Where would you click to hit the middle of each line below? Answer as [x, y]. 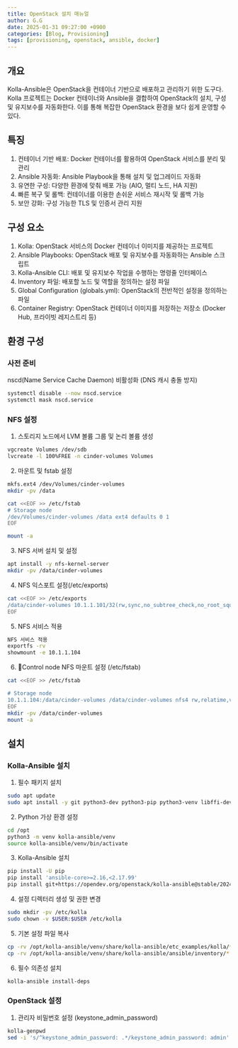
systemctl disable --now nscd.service [64, 394]
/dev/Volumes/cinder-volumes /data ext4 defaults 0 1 [89, 517]
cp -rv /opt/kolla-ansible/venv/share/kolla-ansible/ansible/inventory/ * [119, 953]
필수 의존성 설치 [39, 968]
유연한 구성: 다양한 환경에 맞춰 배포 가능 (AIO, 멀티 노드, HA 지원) [108, 185]
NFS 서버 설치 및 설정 [47, 551]
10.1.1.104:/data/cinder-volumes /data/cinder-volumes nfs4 [98, 700]
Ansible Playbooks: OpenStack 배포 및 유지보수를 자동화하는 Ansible [115, 255]
